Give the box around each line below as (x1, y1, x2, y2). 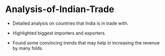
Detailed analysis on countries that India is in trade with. (12, 20, 129, 26)
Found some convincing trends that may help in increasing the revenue (12, 39, 160, 46)
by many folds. (12, 45, 44, 51)
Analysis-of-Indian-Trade (5, 4, 115, 15)
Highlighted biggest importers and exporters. (12, 30, 106, 36)
